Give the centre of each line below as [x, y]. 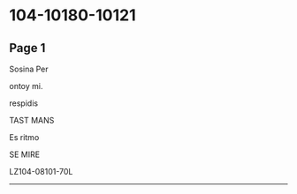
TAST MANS [32, 120]
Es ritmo [24, 137]
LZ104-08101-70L [41, 172]
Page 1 [27, 48]
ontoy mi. [26, 86]
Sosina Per [29, 69]
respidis [23, 103]
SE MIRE [25, 154]
